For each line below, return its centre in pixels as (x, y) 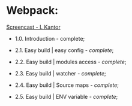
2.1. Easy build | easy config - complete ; (64, 50)
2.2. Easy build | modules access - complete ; (71, 62)
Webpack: (32, 10)
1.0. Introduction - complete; (50, 38)
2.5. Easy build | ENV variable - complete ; (66, 96)
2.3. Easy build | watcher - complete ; (60, 73)
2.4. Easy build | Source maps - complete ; (67, 85)
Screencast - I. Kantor (34, 27)
